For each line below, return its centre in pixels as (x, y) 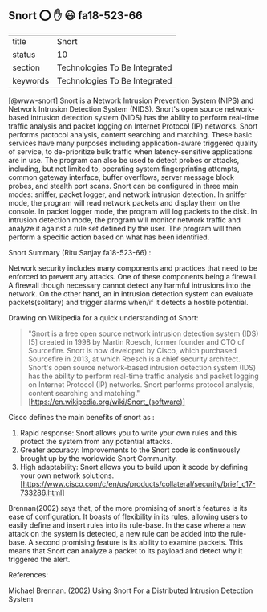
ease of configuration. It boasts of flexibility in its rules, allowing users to (128, 516)
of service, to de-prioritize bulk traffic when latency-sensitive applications (130, 151)
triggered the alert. (39, 559)
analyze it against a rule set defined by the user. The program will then (125, 228)
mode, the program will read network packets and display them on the (124, 202)
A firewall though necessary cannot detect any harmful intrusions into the (129, 285)
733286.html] (42, 492)
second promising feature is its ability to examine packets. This (139, 542)
